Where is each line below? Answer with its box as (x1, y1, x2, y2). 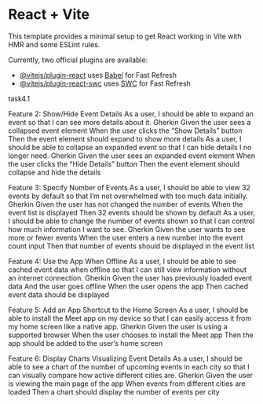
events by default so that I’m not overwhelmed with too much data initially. (8, 191, 249, 200)
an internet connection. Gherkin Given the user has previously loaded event (8, 273, 253, 282)
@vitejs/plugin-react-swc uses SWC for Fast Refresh (19, 79, 191, 88)
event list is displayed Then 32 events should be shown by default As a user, (8, 208, 256, 217)
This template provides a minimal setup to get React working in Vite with (8, 31, 242, 41)
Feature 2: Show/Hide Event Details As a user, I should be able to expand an (8, 108, 254, 119)
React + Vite (8, 6, 90, 24)
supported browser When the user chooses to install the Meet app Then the (8, 330, 254, 340)
